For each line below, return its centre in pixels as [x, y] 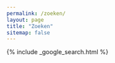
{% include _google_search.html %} [57, 52]
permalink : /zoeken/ [36, 13]
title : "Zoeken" [30, 26]
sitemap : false [28, 33]
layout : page [25, 20]
